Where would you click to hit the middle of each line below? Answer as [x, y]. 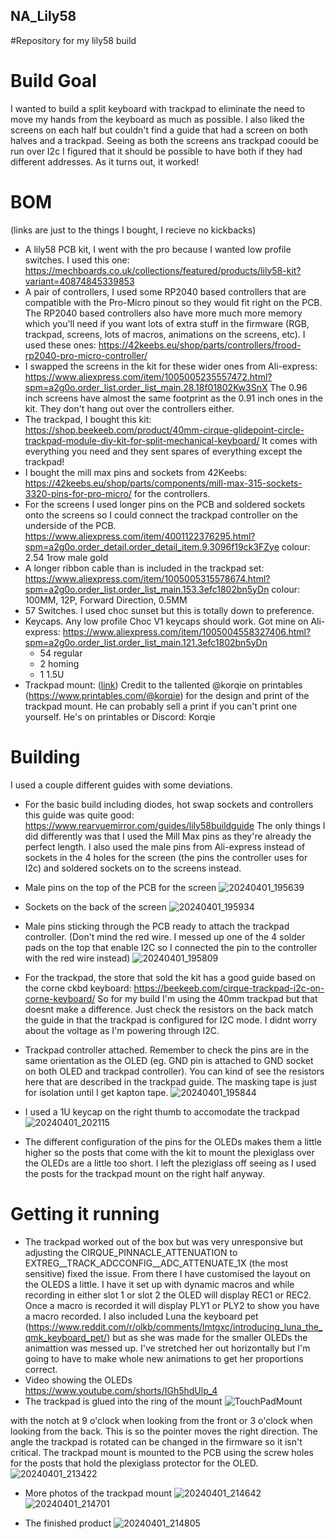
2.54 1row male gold [66, 557]
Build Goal [53, 81]
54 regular [61, 653]
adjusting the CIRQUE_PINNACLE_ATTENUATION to [131, 1252]
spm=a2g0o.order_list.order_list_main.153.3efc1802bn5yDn [147, 589]
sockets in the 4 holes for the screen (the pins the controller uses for [166, 857]
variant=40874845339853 [79, 281]
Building [45, 756]
